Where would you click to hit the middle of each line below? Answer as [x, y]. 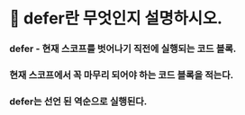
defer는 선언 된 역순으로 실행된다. [78, 102]
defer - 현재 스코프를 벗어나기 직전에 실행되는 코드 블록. [123, 49]
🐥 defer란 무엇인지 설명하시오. [116, 18]
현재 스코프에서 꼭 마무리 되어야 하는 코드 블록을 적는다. [122, 75]
